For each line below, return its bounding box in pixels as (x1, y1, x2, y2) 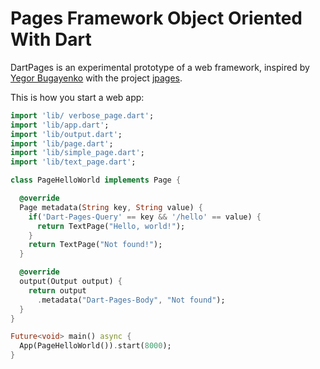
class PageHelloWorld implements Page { (10, 175, 182, 186)
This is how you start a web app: (10, 91, 145, 103)
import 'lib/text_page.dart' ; (10, 157, 137, 167)
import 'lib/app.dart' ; (10, 120, 110, 130)
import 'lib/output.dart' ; (10, 129, 123, 139)
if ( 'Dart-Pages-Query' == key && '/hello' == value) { (28, 212, 262, 222)
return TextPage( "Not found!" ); (28, 240, 163, 250)
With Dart (10, 28, 92, 51)
